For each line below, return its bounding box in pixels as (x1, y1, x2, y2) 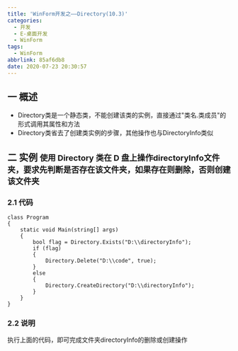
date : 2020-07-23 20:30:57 (7, 63, 87, 70)
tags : (7, 43, 23, 50)
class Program (7, 214, 50, 221)
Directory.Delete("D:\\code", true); (45, 258, 157, 265)
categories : (7, 17, 42, 24)
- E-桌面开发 (13, 30, 48, 38)
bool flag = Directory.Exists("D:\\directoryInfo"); (33, 238, 192, 246)
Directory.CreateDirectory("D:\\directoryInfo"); (45, 282, 195, 289)
